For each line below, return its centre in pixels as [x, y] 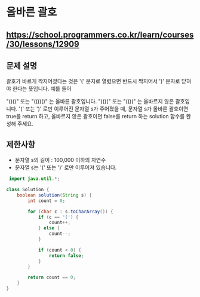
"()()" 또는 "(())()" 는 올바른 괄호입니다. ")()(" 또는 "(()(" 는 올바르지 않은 [90, 102]
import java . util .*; [34, 179]
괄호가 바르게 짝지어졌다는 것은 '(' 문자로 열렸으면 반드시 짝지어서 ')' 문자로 [93, 81]
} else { [49, 228]
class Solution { [28, 190]
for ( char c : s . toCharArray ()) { [70, 212]
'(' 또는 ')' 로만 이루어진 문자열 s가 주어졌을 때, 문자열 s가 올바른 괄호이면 [104, 109]
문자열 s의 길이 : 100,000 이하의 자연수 [60, 160]
